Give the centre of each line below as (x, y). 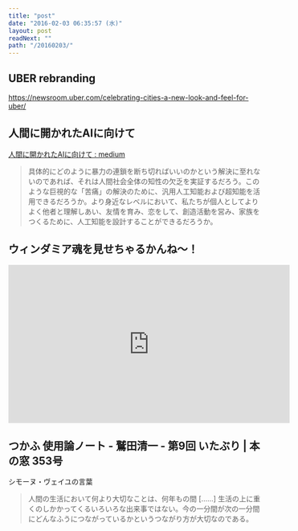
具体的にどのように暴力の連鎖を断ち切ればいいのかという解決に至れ (141, 171)
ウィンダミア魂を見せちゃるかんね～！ (103, 249)
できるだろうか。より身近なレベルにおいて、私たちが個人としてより (147, 201)
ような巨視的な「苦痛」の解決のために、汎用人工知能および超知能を (141, 191)
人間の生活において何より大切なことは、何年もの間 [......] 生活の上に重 (144, 499)
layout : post (30, 31)
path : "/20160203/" (41, 46)
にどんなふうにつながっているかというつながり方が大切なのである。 (140, 519)
